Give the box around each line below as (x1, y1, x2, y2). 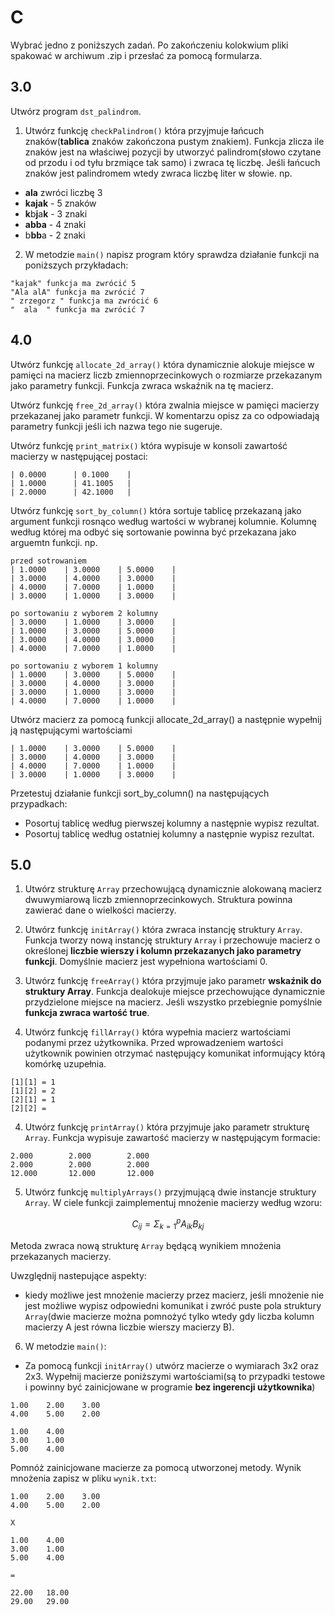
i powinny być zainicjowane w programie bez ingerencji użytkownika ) (24, 1381, 316, 1393)
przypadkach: (10, 797, 68, 810)
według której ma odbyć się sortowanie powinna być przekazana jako (10, 526, 297, 538)
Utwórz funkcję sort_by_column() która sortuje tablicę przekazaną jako (10, 504, 302, 516)
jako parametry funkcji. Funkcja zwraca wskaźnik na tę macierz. (10, 379, 274, 391)
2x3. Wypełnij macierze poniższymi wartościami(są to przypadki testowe (24, 1370, 326, 1382)
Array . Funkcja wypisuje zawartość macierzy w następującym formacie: (24, 1132, 321, 1144)
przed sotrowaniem (10, 556, 87, 566)
